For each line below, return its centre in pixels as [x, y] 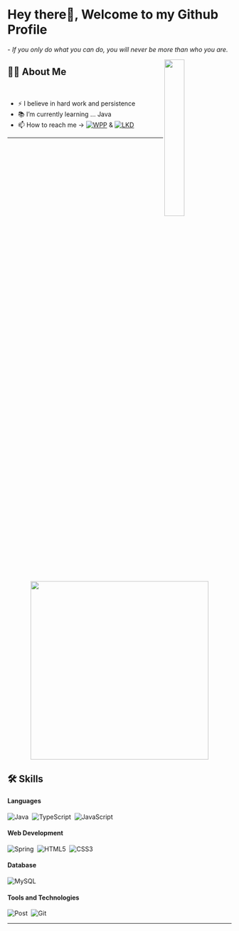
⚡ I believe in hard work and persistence [76, 103]
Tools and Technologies [43, 897]
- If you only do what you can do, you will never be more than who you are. [118, 49]
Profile [27, 30]
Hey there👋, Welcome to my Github [113, 15]
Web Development [36, 833]
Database [22, 865]
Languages [24, 800]
